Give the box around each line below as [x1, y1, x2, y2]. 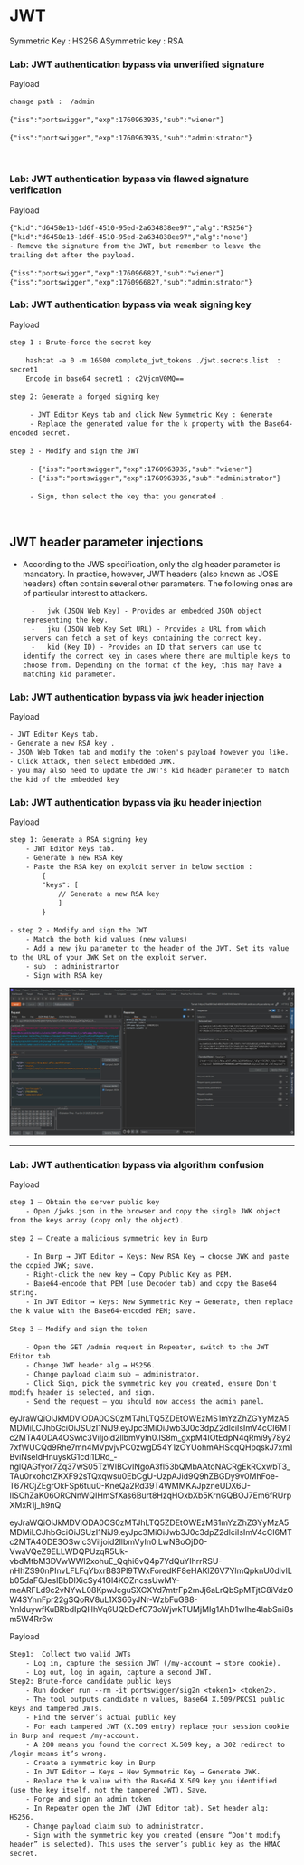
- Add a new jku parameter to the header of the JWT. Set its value [25, 944, 290, 953]
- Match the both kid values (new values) [25, 935, 188, 944]
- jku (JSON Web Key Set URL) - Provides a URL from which [31, 624, 267, 633]
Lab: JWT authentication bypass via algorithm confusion [9, 1158, 265, 1171]
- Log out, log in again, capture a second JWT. [25, 1667, 213, 1677]
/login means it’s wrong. [9, 1749, 107, 1758]
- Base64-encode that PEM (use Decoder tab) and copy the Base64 [25, 1279, 278, 1288]
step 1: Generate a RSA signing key [9, 836, 147, 845]
